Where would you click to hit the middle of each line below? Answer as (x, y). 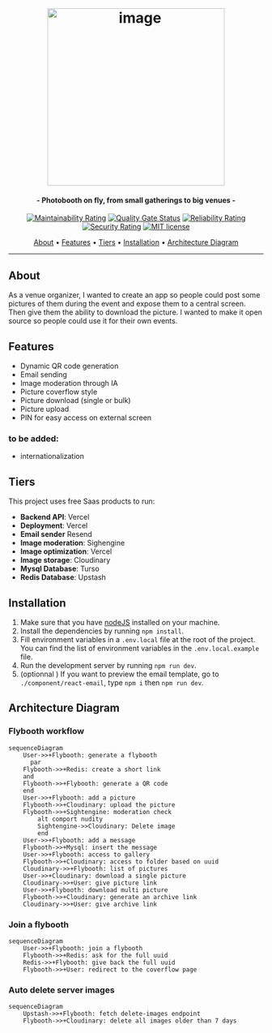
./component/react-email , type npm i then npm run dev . (112, 682)
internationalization (52, 456)
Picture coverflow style (59, 392)
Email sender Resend (56, 534)
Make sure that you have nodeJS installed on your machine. (120, 622)
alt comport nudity (70, 819)
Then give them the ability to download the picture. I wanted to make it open (136, 312)
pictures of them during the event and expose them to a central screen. (127, 304)
